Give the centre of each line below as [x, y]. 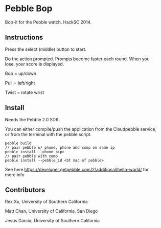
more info [15, 175]
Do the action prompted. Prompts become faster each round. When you [77, 59]
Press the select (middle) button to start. [46, 49]
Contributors [25, 190]
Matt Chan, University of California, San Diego [51, 211]
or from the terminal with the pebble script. [48, 134]
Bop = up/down [21, 73]
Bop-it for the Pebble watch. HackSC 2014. [48, 22]
